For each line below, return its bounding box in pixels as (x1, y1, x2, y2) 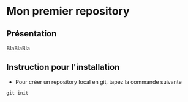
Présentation (6, 29, 57, 39)
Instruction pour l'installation (6, 62, 120, 72)
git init (6, 90, 29, 96)
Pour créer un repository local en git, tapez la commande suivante (15, 78, 182, 86)
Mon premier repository (6, 4, 130, 18)
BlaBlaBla (6, 44, 31, 52)
